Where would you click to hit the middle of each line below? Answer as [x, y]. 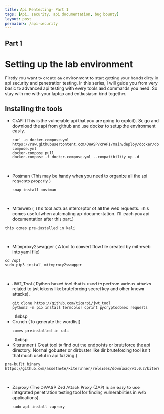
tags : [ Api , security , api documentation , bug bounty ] [62, 14]
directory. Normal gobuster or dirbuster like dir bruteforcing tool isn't [81, 350]
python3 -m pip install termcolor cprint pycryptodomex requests [80, 308]
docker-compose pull [33, 153]
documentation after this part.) [43, 219]
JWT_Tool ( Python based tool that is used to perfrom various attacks [82, 284]
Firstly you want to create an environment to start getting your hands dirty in [82, 78]
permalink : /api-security [31, 23]
